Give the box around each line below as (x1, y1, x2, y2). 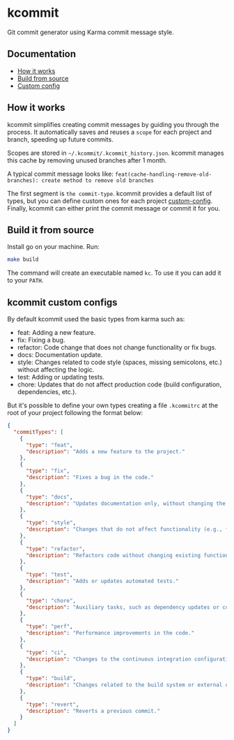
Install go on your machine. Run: (7, 243, 100, 251)
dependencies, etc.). (17, 388, 77, 396)
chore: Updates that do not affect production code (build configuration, (17, 380, 221, 388)
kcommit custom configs (7, 296, 118, 308)
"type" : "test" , (25, 571, 73, 578)
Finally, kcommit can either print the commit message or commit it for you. (7, 204, 221, 212)
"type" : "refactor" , (25, 545, 86, 552)
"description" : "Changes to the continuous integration (25, 656, 192, 663)
